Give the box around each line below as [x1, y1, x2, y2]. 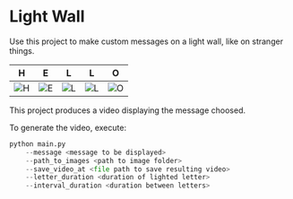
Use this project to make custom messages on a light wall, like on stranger [9, 36, 284, 47]
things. [9, 45, 35, 56]
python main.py [9, 139, 66, 149]
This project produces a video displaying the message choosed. [9, 105, 246, 116]
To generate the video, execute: [9, 122, 127, 133]
